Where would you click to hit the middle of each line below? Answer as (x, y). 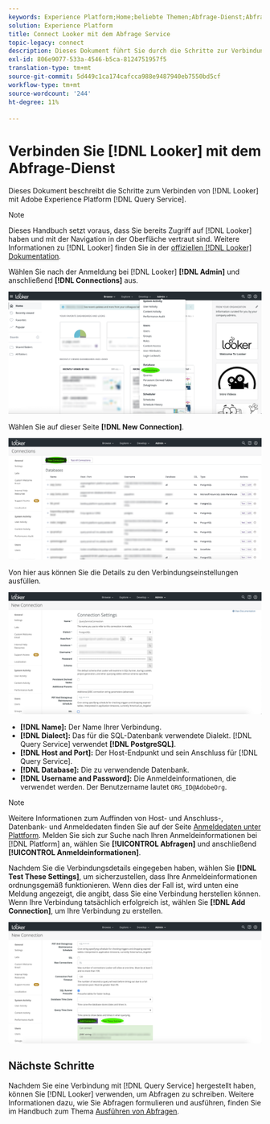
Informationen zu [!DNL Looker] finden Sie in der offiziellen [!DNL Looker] (130, 248)
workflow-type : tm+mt (45, 85)
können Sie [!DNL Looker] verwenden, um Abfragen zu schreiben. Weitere (131, 1094)
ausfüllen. (25, 581)
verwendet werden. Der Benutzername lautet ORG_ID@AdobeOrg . (123, 786)
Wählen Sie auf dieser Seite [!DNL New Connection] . (96, 426)
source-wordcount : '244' (50, 93)
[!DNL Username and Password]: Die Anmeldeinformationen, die (128, 778)
